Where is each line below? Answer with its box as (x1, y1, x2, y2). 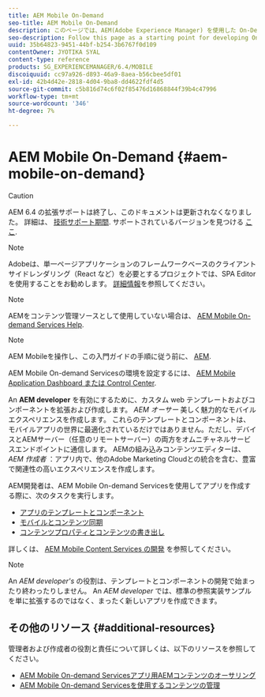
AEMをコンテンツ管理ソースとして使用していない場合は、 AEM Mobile (8, 311, 237, 320)
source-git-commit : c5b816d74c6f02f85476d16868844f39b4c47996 (8, 85, 217, 93)
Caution (8, 190, 34, 200)
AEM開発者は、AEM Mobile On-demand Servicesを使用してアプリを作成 (8, 480, 244, 490)
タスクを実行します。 (49, 491, 118, 500)
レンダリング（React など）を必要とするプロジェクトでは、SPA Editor (28, 269, 256, 278)
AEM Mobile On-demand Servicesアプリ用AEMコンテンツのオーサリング (19, 670, 256, 680)
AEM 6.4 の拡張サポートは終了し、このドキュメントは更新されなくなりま (8, 207, 245, 217)
